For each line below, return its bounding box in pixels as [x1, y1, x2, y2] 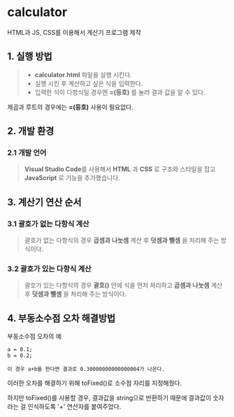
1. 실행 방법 [7, 50, 52, 63]
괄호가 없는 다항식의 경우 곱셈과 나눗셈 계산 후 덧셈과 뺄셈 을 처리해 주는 [24, 236, 220, 244]
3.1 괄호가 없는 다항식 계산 [7, 219, 89, 228]
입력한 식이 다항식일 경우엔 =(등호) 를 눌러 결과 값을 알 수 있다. [34, 88, 206, 96]
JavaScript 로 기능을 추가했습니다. [24, 174, 120, 182]
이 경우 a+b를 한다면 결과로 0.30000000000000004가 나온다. [7, 366, 166, 373]
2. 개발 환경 [7, 125, 54, 137]
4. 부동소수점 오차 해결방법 [7, 312, 116, 324]
